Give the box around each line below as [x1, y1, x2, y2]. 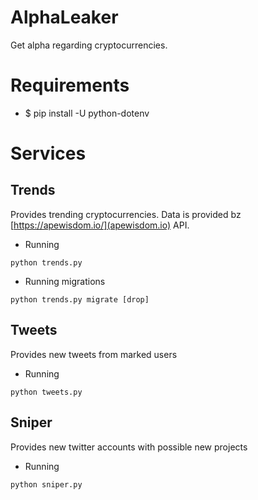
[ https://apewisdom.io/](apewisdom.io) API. [10, 219, 190, 231]
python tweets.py [10, 387, 83, 397]
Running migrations [24, 275, 106, 287]
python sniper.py [10, 479, 83, 490]
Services [10, 142, 87, 165]
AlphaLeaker [10, 6, 119, 29]
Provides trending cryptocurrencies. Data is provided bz [10, 208, 242, 220]
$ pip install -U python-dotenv [24, 107, 150, 119]
